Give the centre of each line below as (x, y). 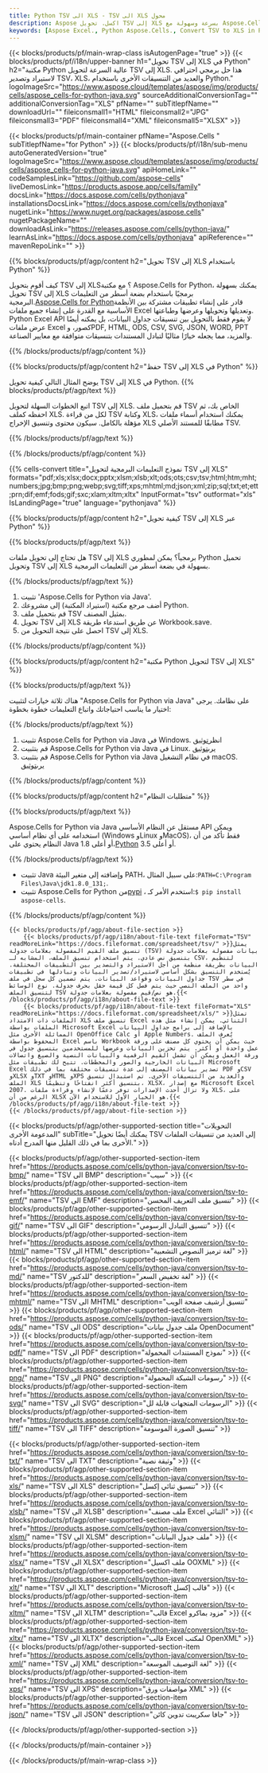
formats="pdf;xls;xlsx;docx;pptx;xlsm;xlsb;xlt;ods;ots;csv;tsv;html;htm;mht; (133, 477)
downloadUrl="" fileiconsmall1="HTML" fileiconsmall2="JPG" (109, 112)
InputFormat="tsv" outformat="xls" (198, 495)
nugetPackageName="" (48, 220)
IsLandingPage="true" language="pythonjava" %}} (93, 503)
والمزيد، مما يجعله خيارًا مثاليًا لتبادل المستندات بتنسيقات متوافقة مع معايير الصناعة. (131, 336)
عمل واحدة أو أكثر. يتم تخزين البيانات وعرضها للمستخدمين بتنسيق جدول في (134, 1048)
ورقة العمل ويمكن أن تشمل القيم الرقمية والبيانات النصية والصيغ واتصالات (134, 1056)
